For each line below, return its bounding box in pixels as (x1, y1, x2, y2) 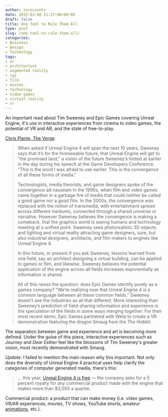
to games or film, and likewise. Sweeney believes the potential (17, 261, 147, 267)
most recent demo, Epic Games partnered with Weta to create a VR (17, 313, 157, 320)
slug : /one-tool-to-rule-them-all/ (5, 31, 80, 36)
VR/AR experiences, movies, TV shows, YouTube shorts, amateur (5, 401, 140, 407)
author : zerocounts (5, 7, 46, 13)
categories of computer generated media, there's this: (5, 365, 117, 371)
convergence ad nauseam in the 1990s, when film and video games (17, 187, 158, 193)
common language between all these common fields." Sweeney (17, 292, 150, 298)
